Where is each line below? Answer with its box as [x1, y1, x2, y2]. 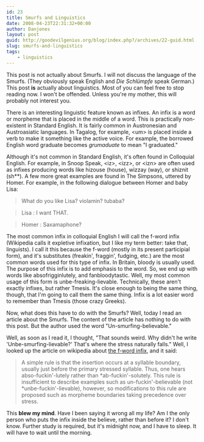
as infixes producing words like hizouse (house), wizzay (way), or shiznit [6, 166, 189, 173]
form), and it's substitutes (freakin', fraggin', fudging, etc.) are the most [6, 252, 185, 259]
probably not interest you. [6, 97, 71, 104]
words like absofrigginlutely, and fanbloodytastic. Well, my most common [6, 271, 190, 279]
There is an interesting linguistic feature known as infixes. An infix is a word [6, 109, 196, 116]
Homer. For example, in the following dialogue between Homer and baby [6, 179, 188, 186]
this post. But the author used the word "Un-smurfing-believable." [6, 322, 172, 329]
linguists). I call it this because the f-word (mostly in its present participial [6, 245, 190, 253]
